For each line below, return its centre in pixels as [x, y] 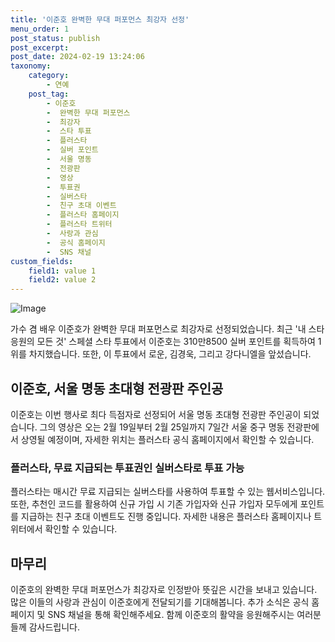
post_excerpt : [40, 47]
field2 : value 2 [62, 280]
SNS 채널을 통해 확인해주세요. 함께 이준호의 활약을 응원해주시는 [171, 615]
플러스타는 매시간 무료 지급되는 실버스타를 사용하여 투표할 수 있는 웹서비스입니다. [168, 492]
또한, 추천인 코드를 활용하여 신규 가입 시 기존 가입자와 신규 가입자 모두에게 [154, 504]
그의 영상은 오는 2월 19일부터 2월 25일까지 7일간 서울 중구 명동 [162, 427]
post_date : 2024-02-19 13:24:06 [77, 57]
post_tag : [49, 94]
